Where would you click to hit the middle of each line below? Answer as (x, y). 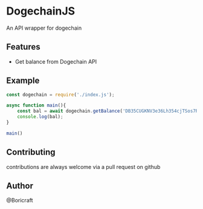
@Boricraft (20, 201)
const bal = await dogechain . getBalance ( (70, 111)
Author (20, 186)
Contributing (31, 152)
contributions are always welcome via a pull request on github (83, 167)
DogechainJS (41, 11)
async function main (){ (36, 105)
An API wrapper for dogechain (44, 28)
